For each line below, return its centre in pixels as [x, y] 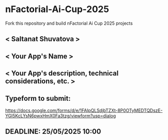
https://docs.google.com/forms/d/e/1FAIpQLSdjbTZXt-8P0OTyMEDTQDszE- [84, 110]
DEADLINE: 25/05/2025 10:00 [53, 132]
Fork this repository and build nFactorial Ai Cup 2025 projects [69, 23]
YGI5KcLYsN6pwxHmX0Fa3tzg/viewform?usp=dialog [61, 116]
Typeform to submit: [38, 98]
